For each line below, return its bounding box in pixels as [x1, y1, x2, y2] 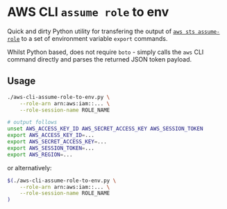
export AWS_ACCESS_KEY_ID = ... [7, 132, 95, 139]
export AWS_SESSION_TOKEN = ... [7, 145, 95, 152]
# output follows [7, 119, 58, 126]
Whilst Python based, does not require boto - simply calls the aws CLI [7, 48, 204, 56]
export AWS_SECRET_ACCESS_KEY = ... [7, 138, 108, 145]
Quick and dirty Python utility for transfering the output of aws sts [7, 27, 196, 35]
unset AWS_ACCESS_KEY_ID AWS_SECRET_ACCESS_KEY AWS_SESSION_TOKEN [7, 125, 203, 132]
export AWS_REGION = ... [7, 151, 73, 158]
